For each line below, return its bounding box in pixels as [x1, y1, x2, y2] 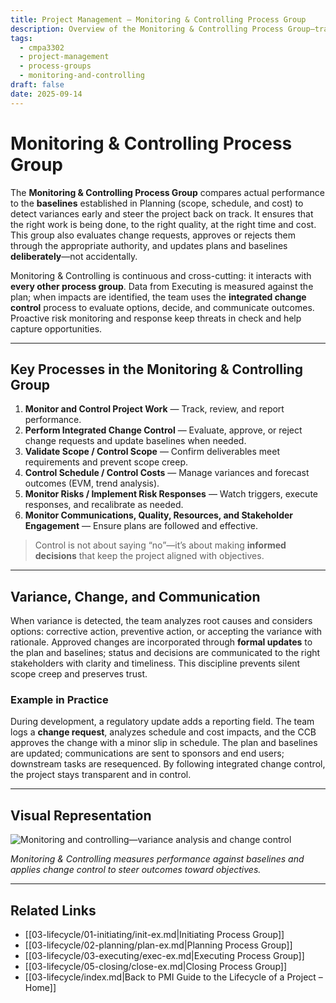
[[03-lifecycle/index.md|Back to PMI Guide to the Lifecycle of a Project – [24, 971, 323, 983]
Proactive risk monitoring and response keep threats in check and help [10, 312, 302, 324]
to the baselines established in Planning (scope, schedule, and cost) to [10, 197, 304, 209]
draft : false [10, 80, 65, 90]
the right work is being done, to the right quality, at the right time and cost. [10, 218, 317, 230]
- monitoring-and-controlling [19, 71, 145, 81]
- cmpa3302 [19, 42, 65, 53]
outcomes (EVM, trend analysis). [24, 477, 160, 490]
